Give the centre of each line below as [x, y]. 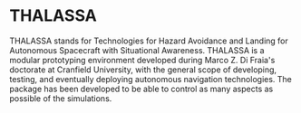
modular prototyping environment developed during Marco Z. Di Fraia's [142, 60]
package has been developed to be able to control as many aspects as [141, 89]
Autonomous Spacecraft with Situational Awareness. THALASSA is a [137, 50]
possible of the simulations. [61, 98]
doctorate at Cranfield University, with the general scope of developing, [143, 70]
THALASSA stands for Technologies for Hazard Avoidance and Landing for [149, 41]
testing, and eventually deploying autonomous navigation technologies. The [151, 79]
